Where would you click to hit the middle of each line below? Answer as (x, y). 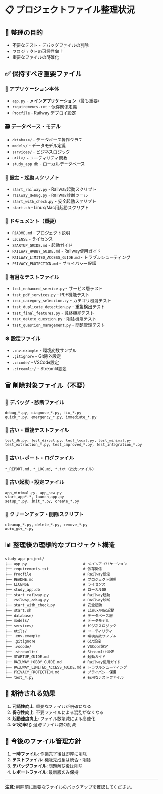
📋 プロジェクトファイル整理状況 (70, 10)
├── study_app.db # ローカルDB (56, 590)
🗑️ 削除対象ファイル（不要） (47, 385)
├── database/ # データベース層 (59, 616)
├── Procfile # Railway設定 (57, 574)
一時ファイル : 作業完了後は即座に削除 (49, 754)
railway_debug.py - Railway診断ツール (50, 195)
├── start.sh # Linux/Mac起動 (60, 610)
